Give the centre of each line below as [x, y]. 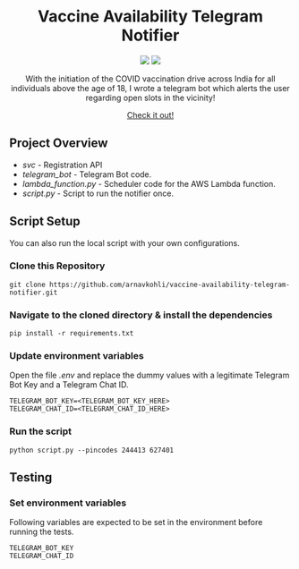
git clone [28, 284]
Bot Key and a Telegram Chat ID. [69, 385]
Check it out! [150, 115]
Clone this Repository [57, 266]
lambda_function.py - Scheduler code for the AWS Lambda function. [149, 183]
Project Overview [59, 144]
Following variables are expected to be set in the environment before [136, 522]
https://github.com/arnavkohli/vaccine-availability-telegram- [170, 284]
